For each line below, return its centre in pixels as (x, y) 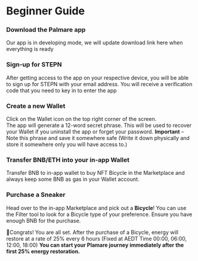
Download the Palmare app (46, 30)
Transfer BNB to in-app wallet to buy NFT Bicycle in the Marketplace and (95, 173)
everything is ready (30, 49)
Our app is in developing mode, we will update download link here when (95, 43)
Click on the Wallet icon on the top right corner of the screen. (81, 119)
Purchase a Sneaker (36, 195)
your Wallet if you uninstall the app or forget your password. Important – (95, 132)
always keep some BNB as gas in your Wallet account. (73, 179)
